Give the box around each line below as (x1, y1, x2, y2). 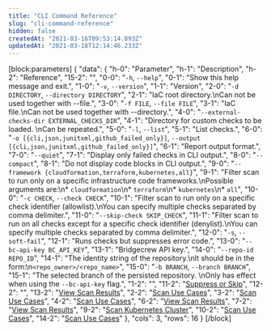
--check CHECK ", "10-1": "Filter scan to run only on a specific (56, 193, 256, 203)
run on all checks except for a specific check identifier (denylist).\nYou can (8, 219, 258, 229)
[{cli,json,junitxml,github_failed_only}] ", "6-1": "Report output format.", (8, 142, 261, 151)
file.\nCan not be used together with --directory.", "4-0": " (8, 107, 201, 117)
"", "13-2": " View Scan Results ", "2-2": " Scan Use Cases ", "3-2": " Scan (19, 288, 257, 298)
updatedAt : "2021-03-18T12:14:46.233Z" (8, 42, 143, 50)
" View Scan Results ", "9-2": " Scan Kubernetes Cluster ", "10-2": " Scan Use (8, 305, 256, 315)
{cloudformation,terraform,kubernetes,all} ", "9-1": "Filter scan (44, 168, 260, 177)
